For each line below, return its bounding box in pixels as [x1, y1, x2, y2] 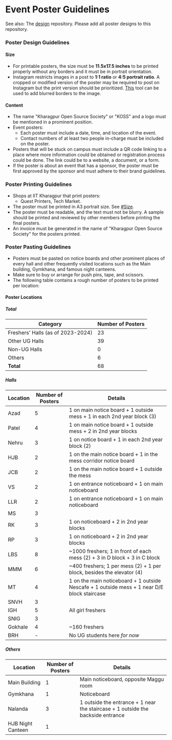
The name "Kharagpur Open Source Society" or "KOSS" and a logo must [12, 113, 166, 120]
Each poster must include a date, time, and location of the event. [20, 130, 157, 136]
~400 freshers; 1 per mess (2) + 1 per [69, 562, 161, 570]
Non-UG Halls [8, 346, 42, 353]
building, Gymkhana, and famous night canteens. [12, 266, 117, 272]
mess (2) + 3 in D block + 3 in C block [69, 554, 160, 561]
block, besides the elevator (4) [69, 569, 143, 576]
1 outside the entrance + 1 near [79, 699, 156, 706]
